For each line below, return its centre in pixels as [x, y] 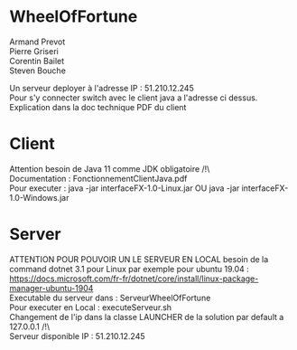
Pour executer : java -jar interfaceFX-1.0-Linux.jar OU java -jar [125, 188]
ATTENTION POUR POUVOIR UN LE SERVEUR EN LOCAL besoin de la [139, 259]
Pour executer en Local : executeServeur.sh [91, 307]
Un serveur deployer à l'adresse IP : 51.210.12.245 [102, 88]
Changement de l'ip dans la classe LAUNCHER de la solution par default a [147, 317]
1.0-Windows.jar [39, 197]
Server [35, 235]
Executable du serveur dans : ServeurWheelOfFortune [110, 298]
